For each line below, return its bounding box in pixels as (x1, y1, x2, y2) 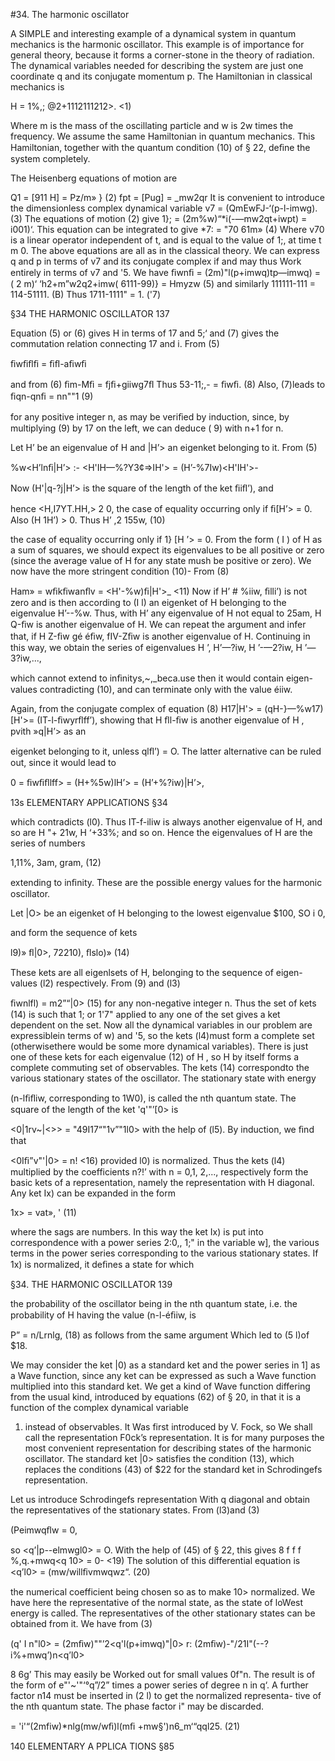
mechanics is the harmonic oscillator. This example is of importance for (10, 39, 305, 50)
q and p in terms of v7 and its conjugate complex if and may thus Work (10, 255, 302, 267)
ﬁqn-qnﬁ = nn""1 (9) (10, 390, 94, 402)
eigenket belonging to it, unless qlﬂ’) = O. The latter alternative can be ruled (10, 745, 322, 757)
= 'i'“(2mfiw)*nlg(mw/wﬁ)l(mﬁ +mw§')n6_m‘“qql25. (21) (10, 1720, 241, 1732)
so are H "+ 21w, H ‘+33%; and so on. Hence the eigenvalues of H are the (10, 827, 313, 838)
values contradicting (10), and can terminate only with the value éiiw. (10, 684, 293, 695)
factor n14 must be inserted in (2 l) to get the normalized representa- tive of (10, 1690, 322, 1701)
